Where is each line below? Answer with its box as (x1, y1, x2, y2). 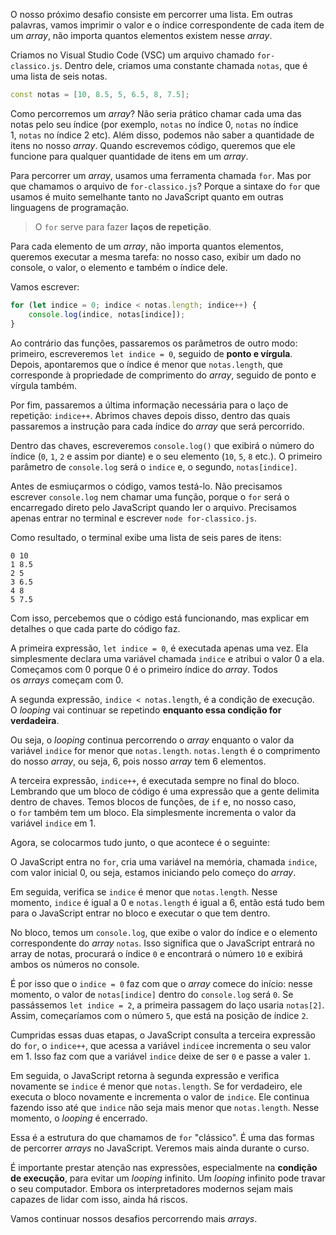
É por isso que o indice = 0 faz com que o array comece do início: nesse (10, 977, 313, 989)
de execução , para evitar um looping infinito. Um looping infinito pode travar (10, 1172, 326, 1184)
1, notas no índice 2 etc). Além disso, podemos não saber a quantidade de (10, 129, 315, 141)
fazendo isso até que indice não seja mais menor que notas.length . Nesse (10, 1101, 320, 1113)
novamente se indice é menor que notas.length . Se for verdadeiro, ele (10, 1080, 303, 1092)
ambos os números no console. (10, 958, 140, 970)
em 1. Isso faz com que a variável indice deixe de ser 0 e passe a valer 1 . (10, 1050, 311, 1062)
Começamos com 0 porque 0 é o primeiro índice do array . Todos (10, 663, 278, 675)
